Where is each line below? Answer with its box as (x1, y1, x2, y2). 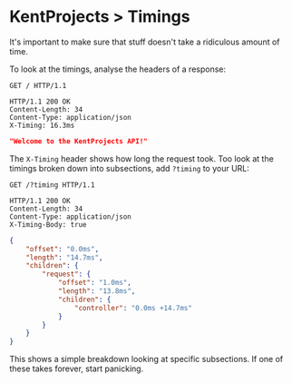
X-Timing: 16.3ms (9, 121, 75, 130)
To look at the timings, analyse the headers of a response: (9, 64, 227, 74)
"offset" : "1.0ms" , (57, 279, 131, 288)
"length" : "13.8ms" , (57, 287, 136, 296)
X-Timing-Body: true (9, 220, 88, 229)
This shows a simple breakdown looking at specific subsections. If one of (9, 354, 284, 365)
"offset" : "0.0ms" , (25, 244, 100, 253)
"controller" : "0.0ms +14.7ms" (73, 303, 193, 312)
